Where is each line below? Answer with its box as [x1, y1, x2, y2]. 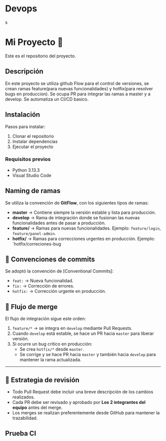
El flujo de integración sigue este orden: [5, 316, 86, 321]
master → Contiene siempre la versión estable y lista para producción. [12, 209, 156, 215]
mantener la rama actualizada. [19, 357, 82, 363]
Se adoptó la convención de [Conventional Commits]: [5, 268, 114, 274]
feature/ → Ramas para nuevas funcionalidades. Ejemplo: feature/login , [12, 225, 161, 231]
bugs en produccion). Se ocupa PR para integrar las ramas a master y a [5, 91, 151, 97]
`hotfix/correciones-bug [12, 241, 62, 247]
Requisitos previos [5, 156, 51, 163]
